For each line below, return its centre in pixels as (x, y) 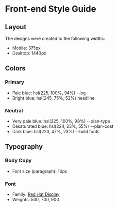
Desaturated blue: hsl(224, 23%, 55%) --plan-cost (63, 126)
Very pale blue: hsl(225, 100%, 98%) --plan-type (61, 121)
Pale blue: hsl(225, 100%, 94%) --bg (49, 93)
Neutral (14, 110)
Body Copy (18, 160)
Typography (24, 147)
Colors (15, 68)
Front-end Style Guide (51, 9)
